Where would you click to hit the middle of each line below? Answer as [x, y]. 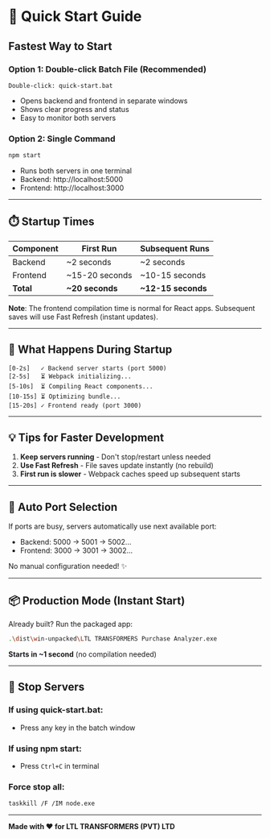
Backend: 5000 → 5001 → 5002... [76, 542]
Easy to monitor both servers [68, 118]
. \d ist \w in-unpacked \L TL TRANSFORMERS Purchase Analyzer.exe [113, 639]
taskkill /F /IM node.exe [51, 804]
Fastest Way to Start [60, 46]
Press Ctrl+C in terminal [59, 765]
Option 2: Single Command [62, 139]
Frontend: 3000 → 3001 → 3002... [76, 550]
